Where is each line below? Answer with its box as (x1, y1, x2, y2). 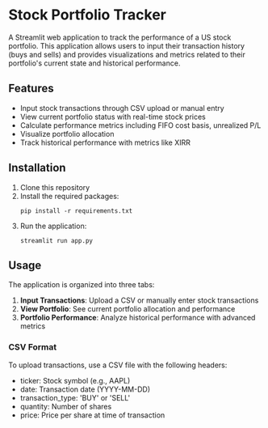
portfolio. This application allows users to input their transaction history (8, 40, 245, 50)
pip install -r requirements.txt (19, 206, 133, 215)
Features (8, 82, 54, 95)
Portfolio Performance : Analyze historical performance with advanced (19, 313, 256, 323)
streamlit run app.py (19, 236, 93, 244)
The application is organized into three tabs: (8, 280, 155, 290)
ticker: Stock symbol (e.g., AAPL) (19, 375, 131, 385)
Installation (8, 161, 66, 175)
